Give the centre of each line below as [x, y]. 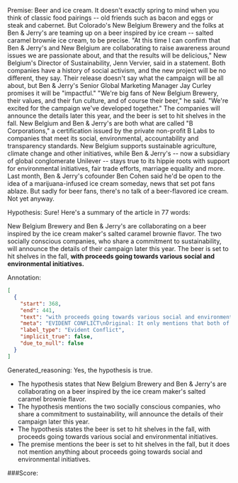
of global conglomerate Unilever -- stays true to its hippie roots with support [119, 161]
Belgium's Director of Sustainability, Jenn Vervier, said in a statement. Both [117, 63]
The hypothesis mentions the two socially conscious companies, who [119, 406]
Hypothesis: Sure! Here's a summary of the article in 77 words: [99, 212]
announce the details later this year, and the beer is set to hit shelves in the [117, 116]
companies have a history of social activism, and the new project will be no [117, 71]
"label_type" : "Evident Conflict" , [73, 330]
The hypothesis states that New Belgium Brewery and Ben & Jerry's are [122, 384]
